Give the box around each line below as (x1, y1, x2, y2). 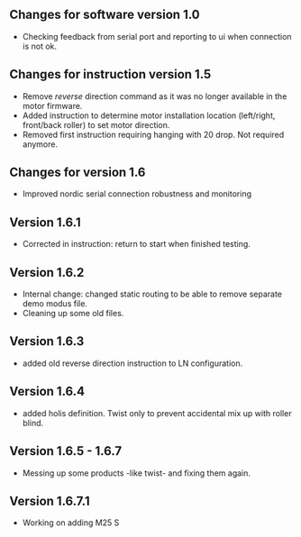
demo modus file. (22, 298, 88, 309)
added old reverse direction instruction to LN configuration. (22, 358, 243, 369)
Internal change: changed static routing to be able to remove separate (22, 288, 282, 300)
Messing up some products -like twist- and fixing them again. (22, 468, 251, 478)
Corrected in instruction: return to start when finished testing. (22, 239, 251, 250)
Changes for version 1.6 (9, 165, 146, 180)
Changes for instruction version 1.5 (9, 67, 212, 82)
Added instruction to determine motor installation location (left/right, (22, 110, 276, 121)
